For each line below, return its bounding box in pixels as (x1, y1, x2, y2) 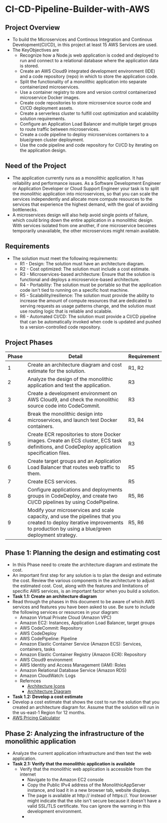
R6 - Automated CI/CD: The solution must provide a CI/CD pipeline (19, 313, 157, 319)
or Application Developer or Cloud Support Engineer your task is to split (12, 185, 159, 191)
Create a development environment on (27, 390, 118, 397)
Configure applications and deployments (27, 486, 123, 493)
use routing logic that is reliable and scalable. (19, 308, 113, 314)
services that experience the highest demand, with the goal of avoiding (12, 201, 158, 207)
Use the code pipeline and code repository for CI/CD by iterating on (19, 142, 159, 148)
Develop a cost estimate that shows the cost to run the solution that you (12, 699, 160, 705)
